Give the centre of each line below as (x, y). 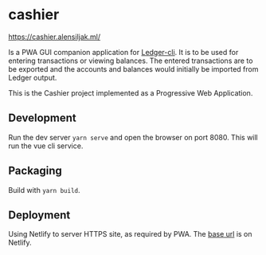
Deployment (39, 215)
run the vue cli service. (46, 146)
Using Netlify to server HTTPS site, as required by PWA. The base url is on (130, 234)
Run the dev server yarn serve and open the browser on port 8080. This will (133, 137)
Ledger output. (33, 77)
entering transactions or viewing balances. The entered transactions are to (131, 61)
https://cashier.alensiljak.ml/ (55, 37)
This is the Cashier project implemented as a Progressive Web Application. (131, 92)
